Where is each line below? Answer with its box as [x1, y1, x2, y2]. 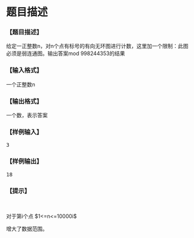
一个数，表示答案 [6, 112, 48, 119]
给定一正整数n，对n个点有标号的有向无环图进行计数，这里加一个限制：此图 [6, 43, 189, 50]
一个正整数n [6, 81, 35, 88]
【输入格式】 [6, 66, 43, 75]
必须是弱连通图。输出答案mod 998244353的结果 [6, 50, 125, 57]
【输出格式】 [6, 97, 43, 105]
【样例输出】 [6, 157, 43, 166]
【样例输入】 [6, 128, 43, 136]
